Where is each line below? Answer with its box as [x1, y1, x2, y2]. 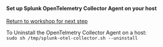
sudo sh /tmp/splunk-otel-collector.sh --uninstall [6, 35, 138, 41]
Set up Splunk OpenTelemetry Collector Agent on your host [6, 5, 157, 12]
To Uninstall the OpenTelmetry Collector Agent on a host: [6, 29, 147, 36]
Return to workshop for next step [6, 18, 88, 25]
